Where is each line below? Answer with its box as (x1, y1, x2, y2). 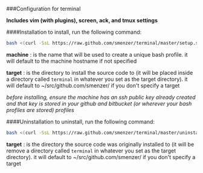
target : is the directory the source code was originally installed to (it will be (6, 140, 195, 148)
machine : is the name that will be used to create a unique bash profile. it (6, 51, 188, 58)
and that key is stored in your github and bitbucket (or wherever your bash (6, 99, 192, 107)
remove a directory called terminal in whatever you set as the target (6, 147, 176, 154)
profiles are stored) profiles (6, 106, 74, 113)
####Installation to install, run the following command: (6, 28, 142, 36)
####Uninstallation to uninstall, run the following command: (6, 118, 155, 125)
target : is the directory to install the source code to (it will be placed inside (6, 69, 193, 76)
